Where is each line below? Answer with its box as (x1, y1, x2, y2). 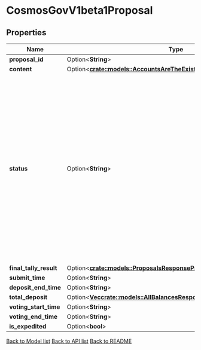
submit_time (9, 273, 45, 282)
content (9, 65, 32, 73)
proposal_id (9, 55, 44, 63)
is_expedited (9, 322, 47, 330)
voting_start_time (9, 303, 60, 311)
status (9, 165, 28, 172)
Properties (6, 28, 47, 38)
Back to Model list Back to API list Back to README (6, 337, 132, 345)
